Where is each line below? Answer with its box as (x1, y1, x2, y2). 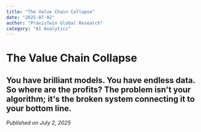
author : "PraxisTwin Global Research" (6, 20, 103, 26)
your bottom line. (6, 103, 72, 113)
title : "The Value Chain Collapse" (6, 8, 95, 15)
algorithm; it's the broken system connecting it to (6, 94, 195, 104)
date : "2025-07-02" (6, 14, 55, 20)
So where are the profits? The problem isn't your (6, 85, 191, 95)
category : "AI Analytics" (6, 25, 71, 32)
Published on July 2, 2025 (6, 119, 71, 127)
